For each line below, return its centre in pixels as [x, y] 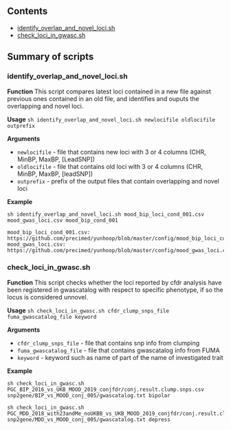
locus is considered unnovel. [48, 297]
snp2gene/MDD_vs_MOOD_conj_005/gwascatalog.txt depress [89, 419]
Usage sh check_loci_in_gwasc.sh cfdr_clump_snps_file [88, 310]
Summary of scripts [51, 57]
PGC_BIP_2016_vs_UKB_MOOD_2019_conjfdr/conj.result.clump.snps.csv [106, 389]
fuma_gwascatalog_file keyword [52, 317]
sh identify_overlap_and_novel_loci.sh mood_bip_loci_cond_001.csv [106, 214]
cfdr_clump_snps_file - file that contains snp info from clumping [108, 343]
